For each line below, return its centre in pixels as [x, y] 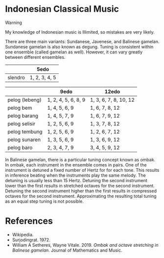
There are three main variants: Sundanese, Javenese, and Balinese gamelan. [82, 41]
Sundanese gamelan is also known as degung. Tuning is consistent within [79, 47]
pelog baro [20, 147]
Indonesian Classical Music [62, 9]
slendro [16, 77]
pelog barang [23, 116]
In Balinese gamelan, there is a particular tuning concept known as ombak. [80, 160]
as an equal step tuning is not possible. [45, 201]
